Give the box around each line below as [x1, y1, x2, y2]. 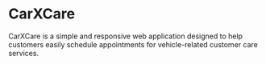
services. [8, 48, 39, 58]
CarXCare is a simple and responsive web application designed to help [8, 31, 243, 41]
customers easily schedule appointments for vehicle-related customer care [8, 39, 258, 49]
